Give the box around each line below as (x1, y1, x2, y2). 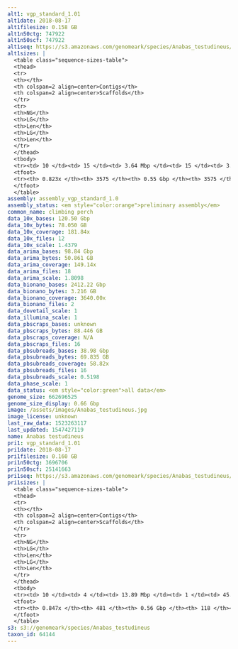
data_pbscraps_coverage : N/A (7, 334, 93, 341)
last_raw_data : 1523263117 (7, 420, 87, 427)
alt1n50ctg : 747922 (7, 30, 65, 38)
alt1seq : (7, 43, 33, 50)
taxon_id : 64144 (7, 631, 55, 638)
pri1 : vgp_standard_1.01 (7, 440, 81, 447)
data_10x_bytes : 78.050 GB (7, 222, 87, 229)
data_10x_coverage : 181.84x (7, 228, 91, 235)
